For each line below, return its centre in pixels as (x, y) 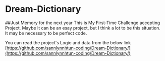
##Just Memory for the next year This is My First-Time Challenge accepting (82, 23)
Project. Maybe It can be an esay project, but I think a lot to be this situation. (83, 28)
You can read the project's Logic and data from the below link (68, 42)
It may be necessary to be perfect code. (46, 33)
